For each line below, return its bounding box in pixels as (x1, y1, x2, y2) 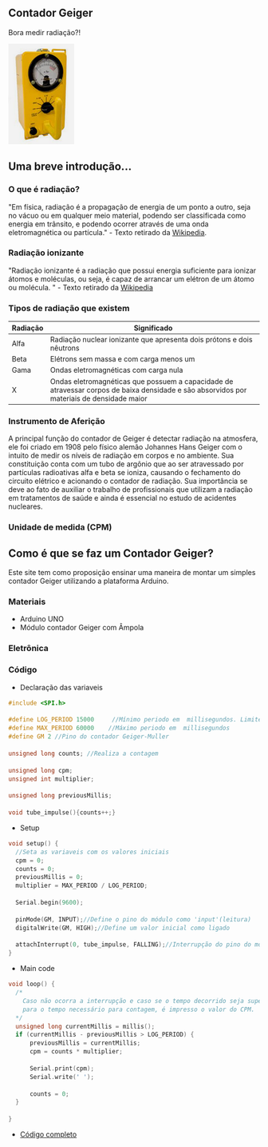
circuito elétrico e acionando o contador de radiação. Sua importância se (8, 476, 248, 486)
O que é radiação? (8, 184, 80, 195)
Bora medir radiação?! (8, 27, 81, 37)
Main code (19, 964, 56, 973)
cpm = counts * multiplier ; (29, 1048, 124, 1056)
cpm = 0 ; (15, 856, 45, 865)
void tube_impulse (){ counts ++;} (8, 809, 116, 817)
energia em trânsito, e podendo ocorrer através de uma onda (8, 219, 209, 229)
